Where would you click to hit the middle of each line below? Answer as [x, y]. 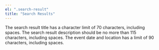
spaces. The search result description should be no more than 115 [71, 32]
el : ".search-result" [27, 9]
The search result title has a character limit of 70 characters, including [75, 27]
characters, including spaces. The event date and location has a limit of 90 [79, 37]
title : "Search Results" [30, 14]
